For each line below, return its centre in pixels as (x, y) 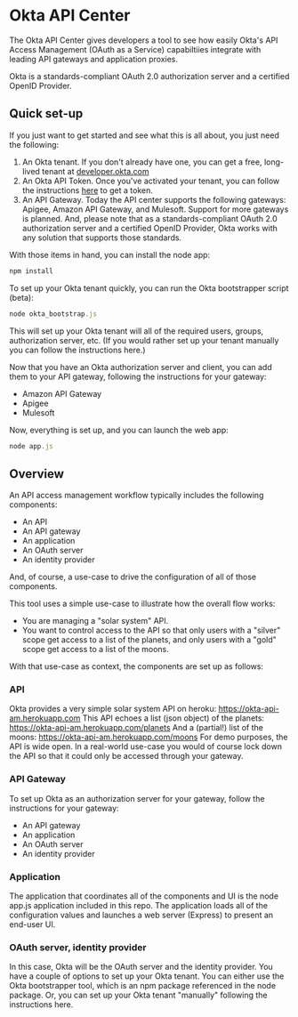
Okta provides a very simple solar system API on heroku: (113, 709)
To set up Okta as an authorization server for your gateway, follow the (137, 798)
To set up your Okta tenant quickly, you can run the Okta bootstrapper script (149, 288)
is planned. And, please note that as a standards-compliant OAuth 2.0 (149, 218)
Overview (37, 474)
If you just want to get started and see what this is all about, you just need (145, 135)
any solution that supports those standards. (102, 238)
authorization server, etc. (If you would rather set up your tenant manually (144, 340)
